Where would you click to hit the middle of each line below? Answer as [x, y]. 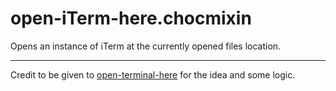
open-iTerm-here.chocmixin [131, 18]
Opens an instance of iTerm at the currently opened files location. [146, 46]
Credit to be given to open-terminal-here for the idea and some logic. [153, 74]
